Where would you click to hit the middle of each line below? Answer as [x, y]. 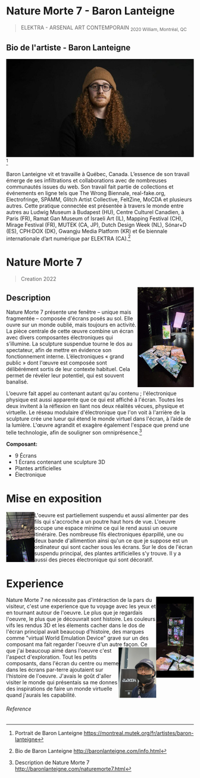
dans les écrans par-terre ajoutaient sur [55, 670]
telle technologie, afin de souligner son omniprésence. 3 [74, 432]
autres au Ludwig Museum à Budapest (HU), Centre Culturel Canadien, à [95, 212]
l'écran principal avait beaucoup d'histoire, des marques [75, 632]
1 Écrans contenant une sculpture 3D [60, 462]
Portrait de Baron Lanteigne [49, 733]
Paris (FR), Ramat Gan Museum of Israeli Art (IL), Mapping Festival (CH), [95, 218]
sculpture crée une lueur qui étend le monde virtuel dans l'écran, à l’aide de [99, 418]
